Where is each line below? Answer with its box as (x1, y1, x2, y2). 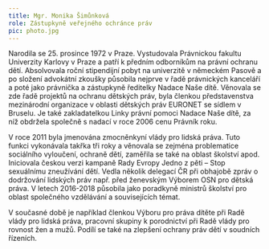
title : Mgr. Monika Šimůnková (8, 11, 110, 20)
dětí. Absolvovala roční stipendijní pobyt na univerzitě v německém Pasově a (8, 66, 262, 76)
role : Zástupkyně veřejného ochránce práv (8, 19, 153, 27)
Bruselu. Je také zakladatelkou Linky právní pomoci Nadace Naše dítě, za (8, 108, 251, 118)
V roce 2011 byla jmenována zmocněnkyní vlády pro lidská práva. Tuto (8, 133, 241, 142)
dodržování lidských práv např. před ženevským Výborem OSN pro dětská (8, 175, 254, 185)
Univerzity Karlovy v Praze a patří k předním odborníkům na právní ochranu (8, 57, 259, 67)
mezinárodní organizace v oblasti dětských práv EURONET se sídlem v (8, 100, 242, 109)
